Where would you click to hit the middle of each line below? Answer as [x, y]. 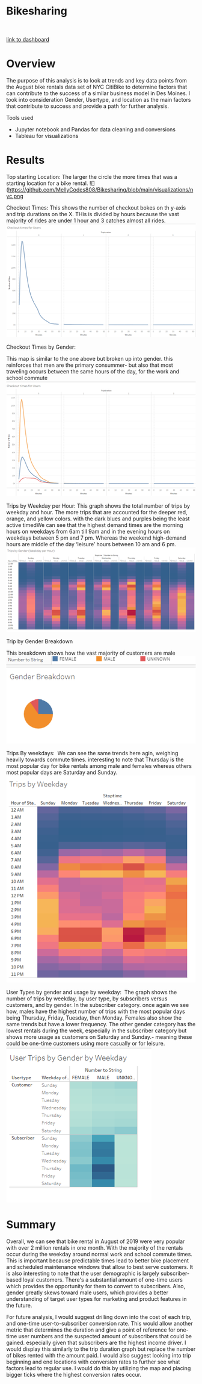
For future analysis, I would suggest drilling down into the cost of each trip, [99, 1317]
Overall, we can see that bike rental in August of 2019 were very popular [96, 1241]
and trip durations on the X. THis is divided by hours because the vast [93, 214]
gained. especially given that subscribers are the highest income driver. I [96, 1342]
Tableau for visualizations [47, 136]
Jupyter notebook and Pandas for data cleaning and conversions [95, 129]
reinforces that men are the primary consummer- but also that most [90, 365]
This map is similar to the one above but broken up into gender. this [90, 358]
